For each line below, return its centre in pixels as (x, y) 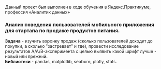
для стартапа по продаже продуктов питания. (62, 30)
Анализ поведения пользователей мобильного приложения (80, 25)
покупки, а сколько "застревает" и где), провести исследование (72, 46)
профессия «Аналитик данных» (37, 12)
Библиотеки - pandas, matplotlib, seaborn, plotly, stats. (61, 62)
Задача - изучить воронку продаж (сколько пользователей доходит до (79, 41)
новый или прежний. (26, 56)
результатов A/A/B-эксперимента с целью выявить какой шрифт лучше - (81, 51)
